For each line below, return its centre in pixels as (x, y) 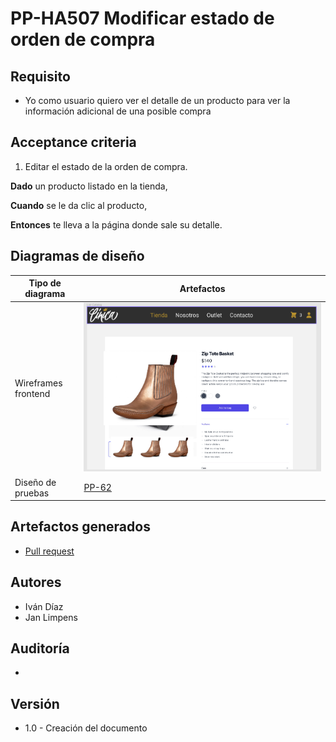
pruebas (32, 493)
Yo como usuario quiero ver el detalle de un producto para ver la (157, 100)
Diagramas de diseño (77, 256)
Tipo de (45, 283)
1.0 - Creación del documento (86, 728)
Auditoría (40, 648)
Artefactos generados (80, 527)
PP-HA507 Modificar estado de (142, 18)
